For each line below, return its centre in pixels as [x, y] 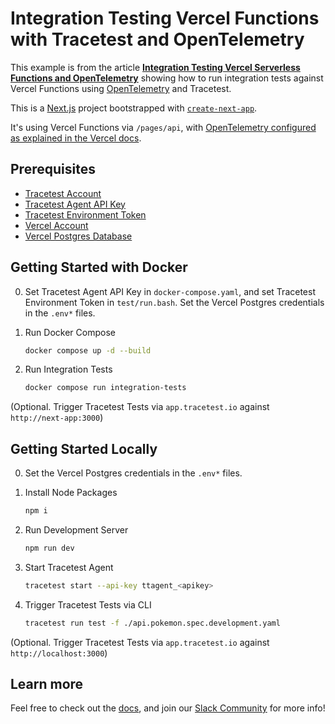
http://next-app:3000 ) [57, 418]
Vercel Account [56, 225]
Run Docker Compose [70, 332]
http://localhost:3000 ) [59, 653]
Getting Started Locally [84, 448]
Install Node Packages [71, 493]
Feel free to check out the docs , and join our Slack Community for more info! [168, 708]
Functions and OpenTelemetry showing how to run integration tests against [167, 78]
